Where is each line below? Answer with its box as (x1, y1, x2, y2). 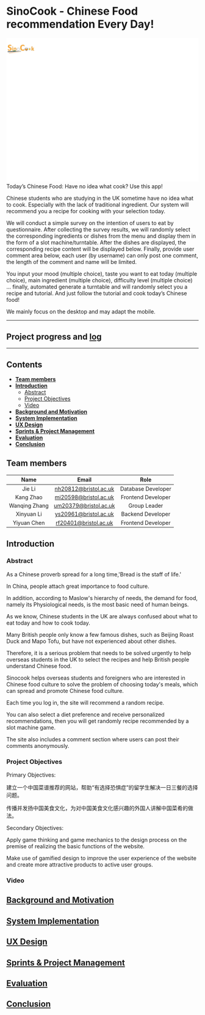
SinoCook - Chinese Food (6, 4, 138, 18)
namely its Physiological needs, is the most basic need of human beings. (6, 601, 189, 608)
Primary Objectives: (6, 771, 56, 779)
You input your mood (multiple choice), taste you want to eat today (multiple (6, 270, 197, 277)
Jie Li (22, 485, 36, 493)
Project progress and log (6, 331, 102, 342)
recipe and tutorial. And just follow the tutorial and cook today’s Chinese (6, 290, 187, 297)
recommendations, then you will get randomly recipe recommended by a (6, 717, 189, 725)
